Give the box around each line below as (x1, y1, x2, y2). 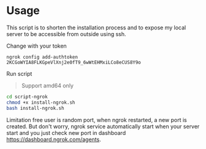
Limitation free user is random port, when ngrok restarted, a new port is (6, 116, 187, 123)
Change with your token (6, 42, 67, 49)
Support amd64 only (21, 82, 74, 89)
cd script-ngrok (6, 93, 48, 100)
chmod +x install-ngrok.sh (6, 99, 75, 106)
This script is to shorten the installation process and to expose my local (6, 24, 186, 31)
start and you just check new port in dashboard (6, 129, 126, 136)
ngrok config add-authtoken (6, 54, 78, 60)
